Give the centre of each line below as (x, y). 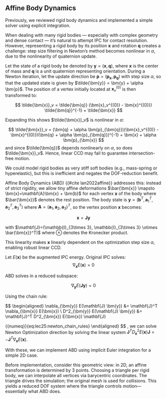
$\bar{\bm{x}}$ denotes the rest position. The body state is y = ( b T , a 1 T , (79, 200)
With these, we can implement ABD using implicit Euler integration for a (78, 350)
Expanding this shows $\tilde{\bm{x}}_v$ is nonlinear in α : (65, 120)
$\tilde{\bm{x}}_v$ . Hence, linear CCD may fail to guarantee (67, 153)
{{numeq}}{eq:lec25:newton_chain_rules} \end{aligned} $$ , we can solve (81, 326)
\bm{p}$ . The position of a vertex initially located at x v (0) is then (71, 89)
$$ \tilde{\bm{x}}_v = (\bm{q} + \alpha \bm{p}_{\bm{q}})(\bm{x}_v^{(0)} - (83, 130)
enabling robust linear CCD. (34, 247)
